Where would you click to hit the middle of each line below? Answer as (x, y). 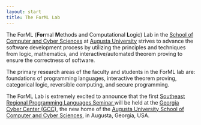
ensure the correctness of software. (51, 60)
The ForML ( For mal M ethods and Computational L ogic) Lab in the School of (100, 34)
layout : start (24, 12)
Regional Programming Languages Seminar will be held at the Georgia (93, 102)
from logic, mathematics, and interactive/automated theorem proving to (94, 53)
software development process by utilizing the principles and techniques (96, 47)
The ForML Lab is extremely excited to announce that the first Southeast (96, 96)
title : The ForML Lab (33, 17)
